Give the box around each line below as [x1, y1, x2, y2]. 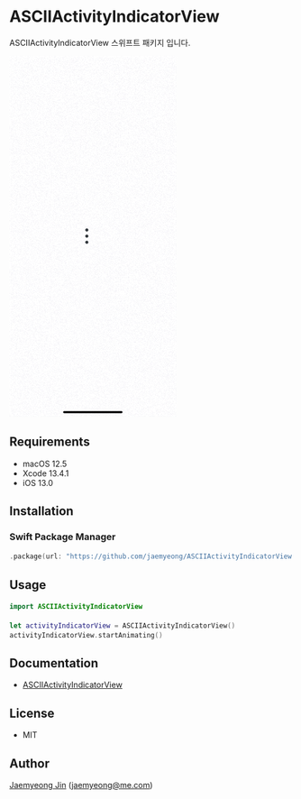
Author [9, 756, 50, 771]
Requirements [9, 435, 90, 450]
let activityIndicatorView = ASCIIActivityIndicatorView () [9, 620, 236, 630]
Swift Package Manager [9, 530, 116, 543]
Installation [9, 503, 74, 519]
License [9, 705, 55, 721]
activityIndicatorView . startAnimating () [9, 630, 164, 639]
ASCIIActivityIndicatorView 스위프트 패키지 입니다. [9, 37, 191, 48]
